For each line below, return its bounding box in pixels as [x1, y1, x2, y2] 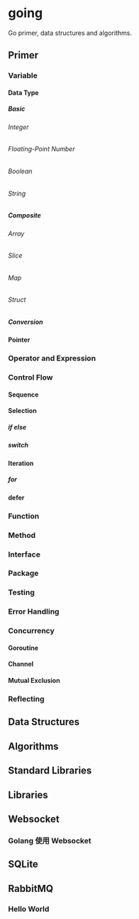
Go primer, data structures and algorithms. [8, 29, 132, 37]
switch [8, 441, 29, 450]
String [8, 189, 26, 198]
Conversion [8, 318, 43, 326]
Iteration [8, 459, 34, 467]
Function [8, 511, 40, 521]
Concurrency [8, 626, 55, 636]
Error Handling [8, 606, 60, 616]
